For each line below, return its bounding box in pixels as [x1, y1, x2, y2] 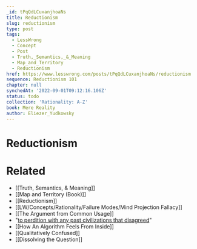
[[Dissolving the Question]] [15, 236, 83, 243]
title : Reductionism [6, 15, 59, 21]
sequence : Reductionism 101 [6, 76, 78, 82]
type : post [6, 25, 34, 32]
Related [6, 164, 45, 178]
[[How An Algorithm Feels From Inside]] [15, 222, 114, 230]
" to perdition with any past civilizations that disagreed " [15, 216, 152, 224]
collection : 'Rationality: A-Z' [6, 99, 88, 105]
